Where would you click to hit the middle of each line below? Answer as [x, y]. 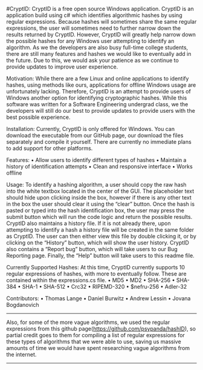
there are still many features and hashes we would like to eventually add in [99, 54]
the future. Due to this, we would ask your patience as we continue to [93, 60]
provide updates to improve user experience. [62, 67]
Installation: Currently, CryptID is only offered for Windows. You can [91, 129]
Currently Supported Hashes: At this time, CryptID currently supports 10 [96, 267]
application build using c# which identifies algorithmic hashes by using [94, 15]
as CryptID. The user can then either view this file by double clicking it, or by [101, 236]
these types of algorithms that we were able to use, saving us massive [94, 341]
